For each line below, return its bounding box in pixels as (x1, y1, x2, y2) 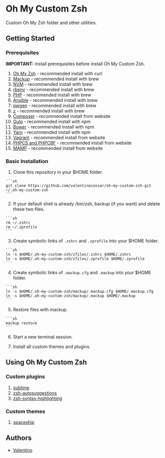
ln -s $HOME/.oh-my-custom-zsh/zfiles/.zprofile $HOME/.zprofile (5, 256, 144, 261)
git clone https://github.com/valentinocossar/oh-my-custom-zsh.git (5, 183, 151, 188)
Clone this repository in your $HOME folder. (12, 169, 103, 175)
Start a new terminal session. (12, 333, 73, 339)
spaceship (12, 419, 34, 425)
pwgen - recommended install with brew (12, 102, 96, 108)
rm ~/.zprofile (5, 224, 37, 230)
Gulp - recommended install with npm (12, 119, 91, 125)
